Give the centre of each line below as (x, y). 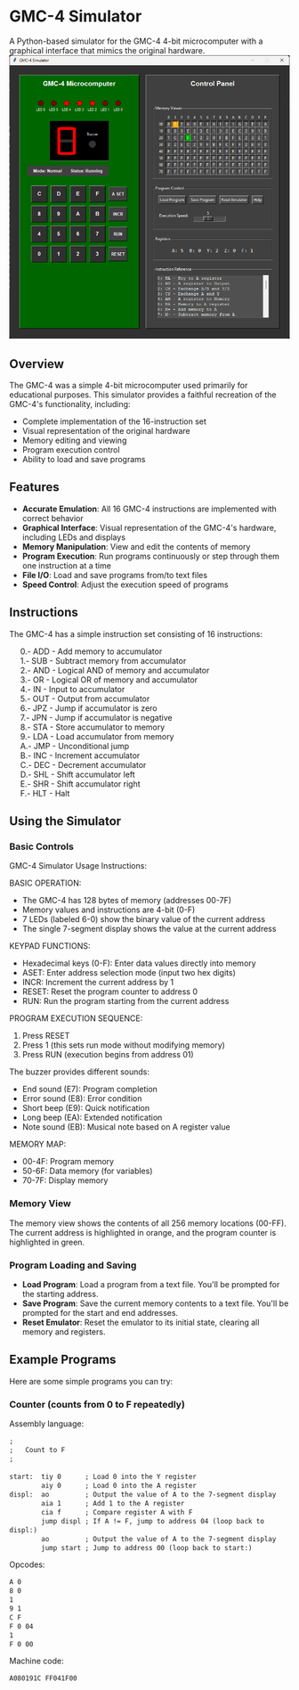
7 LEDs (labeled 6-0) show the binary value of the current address (143, 919)
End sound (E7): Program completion (90, 1090)
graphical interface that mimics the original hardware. (107, 50)
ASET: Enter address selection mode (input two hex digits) (129, 973)
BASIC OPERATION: (45, 883)
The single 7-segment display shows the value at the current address (149, 929)
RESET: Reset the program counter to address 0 (110, 992)
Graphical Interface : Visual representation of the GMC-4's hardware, (149, 527)
